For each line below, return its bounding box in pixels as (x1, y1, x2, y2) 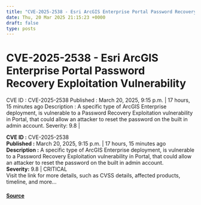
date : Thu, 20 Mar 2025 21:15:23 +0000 (6, 14, 106, 20)
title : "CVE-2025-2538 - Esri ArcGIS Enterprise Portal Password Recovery (6, 8, 197, 15)
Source (6, 192, 25, 199)
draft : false (6, 20, 39, 26)
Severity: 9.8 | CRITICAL (6, 165, 68, 173)
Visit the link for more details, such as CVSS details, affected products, (6, 172, 181, 179)
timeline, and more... (6, 178, 57, 186)
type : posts (6, 25, 36, 32)
